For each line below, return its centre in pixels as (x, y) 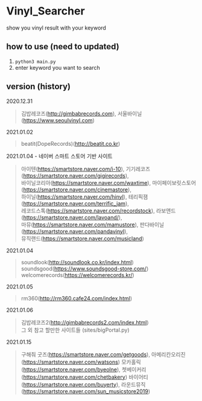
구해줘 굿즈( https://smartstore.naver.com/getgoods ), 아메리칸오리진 (103, 354)
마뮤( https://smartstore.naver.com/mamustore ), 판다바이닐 (93, 225)
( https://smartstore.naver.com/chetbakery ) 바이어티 (85, 377)
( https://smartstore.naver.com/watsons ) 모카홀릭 (81, 362)
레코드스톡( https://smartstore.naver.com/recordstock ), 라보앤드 (98, 210)
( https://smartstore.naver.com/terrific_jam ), (75, 204)
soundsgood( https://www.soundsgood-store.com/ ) (85, 269)
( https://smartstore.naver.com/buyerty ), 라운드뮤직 (83, 384)
